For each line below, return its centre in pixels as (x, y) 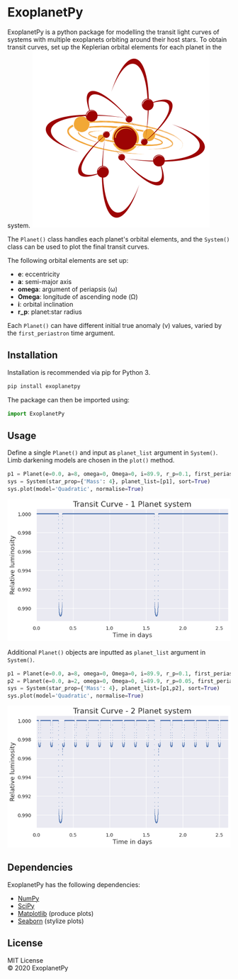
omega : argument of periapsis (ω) (68, 289)
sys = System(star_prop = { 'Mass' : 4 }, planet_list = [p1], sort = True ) (109, 482)
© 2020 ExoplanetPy (38, 968)
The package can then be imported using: (68, 400)
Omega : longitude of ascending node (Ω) (78, 296)
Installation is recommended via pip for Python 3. (79, 372)
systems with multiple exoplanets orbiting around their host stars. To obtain (117, 39)
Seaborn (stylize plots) (51, 921)
